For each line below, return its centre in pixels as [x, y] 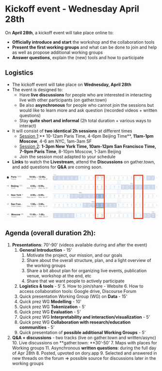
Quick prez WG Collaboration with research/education [75, 322]
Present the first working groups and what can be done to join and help [84, 47]
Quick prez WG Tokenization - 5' [52, 306]
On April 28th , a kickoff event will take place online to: [59, 32]
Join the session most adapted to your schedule [67, 157]
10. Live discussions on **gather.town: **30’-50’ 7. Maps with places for [84, 342]
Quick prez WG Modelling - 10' [50, 301]
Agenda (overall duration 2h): [50, 233]
